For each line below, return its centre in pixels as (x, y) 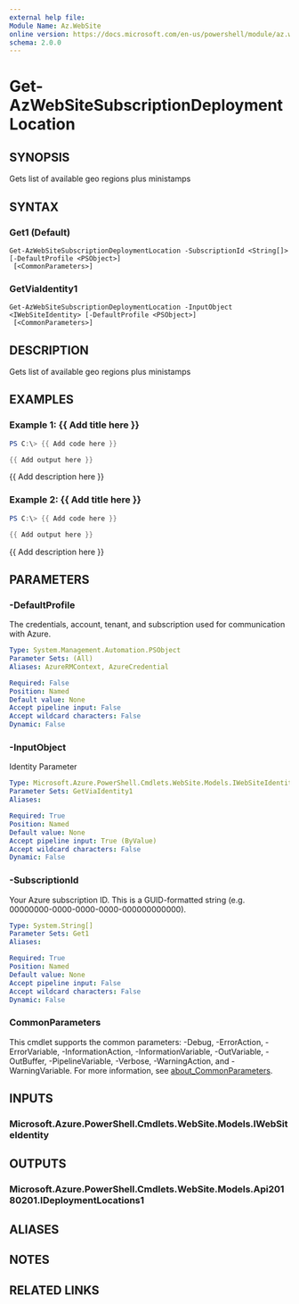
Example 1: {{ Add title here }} (74, 425)
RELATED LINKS (54, 1290)
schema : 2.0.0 (36, 42)
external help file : (48, 17)
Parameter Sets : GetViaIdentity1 (71, 792)
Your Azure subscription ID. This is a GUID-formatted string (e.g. (127, 900)
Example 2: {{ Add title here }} (76, 500)
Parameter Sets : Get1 (49, 934)
